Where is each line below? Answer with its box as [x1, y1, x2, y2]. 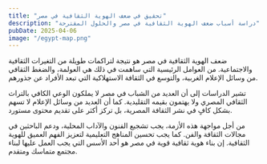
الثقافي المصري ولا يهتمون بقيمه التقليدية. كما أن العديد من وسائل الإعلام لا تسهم [8, 97, 248, 106]
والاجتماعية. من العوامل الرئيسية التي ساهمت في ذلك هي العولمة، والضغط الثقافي [8, 65, 253, 74]
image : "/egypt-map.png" [8, 34, 91, 42]
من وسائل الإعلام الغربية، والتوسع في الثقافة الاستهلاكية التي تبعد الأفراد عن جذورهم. [8, 73, 258, 82]
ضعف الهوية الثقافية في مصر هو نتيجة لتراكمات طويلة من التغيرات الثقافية [8, 56, 228, 66]
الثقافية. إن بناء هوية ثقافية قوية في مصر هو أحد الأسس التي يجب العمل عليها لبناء [8, 138, 250, 148]
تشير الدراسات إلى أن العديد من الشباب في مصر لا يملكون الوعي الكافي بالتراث [8, 89, 246, 98]
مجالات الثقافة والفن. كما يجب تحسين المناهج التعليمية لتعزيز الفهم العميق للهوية [8, 130, 246, 139]
